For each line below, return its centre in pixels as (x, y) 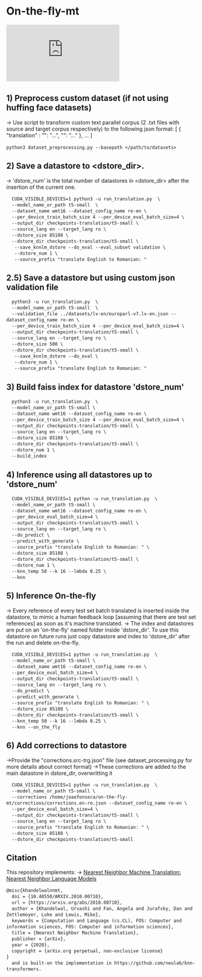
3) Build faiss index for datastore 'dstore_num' (95, 387)
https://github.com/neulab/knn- (155, 963)
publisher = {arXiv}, (39, 939)
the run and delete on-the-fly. (43, 642)
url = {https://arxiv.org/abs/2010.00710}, (67, 903)
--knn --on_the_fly (36, 727)
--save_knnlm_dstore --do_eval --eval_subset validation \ (90, 247)
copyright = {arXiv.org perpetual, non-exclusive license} (87, 951)
